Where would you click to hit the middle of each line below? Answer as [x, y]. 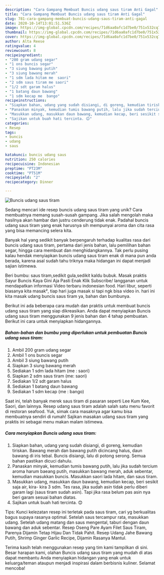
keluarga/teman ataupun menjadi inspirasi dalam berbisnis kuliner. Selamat [80, 563]
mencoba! [15, 568]
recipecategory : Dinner [29, 182]
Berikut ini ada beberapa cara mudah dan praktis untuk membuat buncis [78, 306]
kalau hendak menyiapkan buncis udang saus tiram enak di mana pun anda [81, 255]
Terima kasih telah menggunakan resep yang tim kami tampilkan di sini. [77, 547]
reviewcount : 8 [20, 50]
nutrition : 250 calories [30, 159]
